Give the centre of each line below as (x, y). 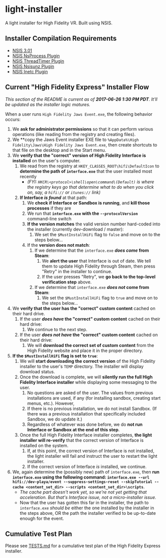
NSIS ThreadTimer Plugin (38, 61)
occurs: (13, 119)
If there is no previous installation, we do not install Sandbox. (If (92, 409)
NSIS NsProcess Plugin (36, 56)
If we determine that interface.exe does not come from (92, 287)
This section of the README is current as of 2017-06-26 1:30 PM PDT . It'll (81, 99)
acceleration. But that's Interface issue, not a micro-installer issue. (88, 497)
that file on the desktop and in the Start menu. (59, 150)
